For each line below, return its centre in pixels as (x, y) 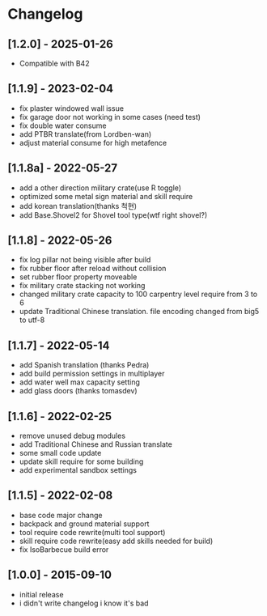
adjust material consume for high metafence (93, 142)
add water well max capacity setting (80, 382)
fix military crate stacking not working (82, 286)
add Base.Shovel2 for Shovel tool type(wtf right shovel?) (113, 215)
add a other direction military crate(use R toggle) (100, 188)
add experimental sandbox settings (78, 470)
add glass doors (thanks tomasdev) (78, 391)
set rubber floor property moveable (78, 277)
